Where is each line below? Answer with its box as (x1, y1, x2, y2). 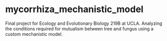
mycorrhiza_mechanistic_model (5, 4, 144, 15)
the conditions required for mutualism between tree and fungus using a (5, 25, 154, 31)
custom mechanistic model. (5, 31, 63, 37)
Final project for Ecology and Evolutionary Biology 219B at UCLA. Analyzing (5, 20, 162, 26)
